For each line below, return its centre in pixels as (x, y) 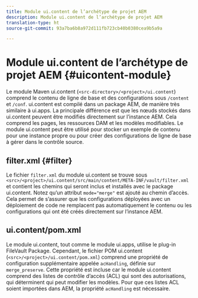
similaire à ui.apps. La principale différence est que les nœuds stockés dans (98, 111)
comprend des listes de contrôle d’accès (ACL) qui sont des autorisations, (96, 275)
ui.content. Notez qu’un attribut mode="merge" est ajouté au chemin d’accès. (98, 193)
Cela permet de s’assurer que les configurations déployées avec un (88, 199)
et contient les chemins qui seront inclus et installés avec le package (90, 186)
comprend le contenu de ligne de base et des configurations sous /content (98, 98)
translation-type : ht (33, 23)
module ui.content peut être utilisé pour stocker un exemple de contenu (93, 129)
